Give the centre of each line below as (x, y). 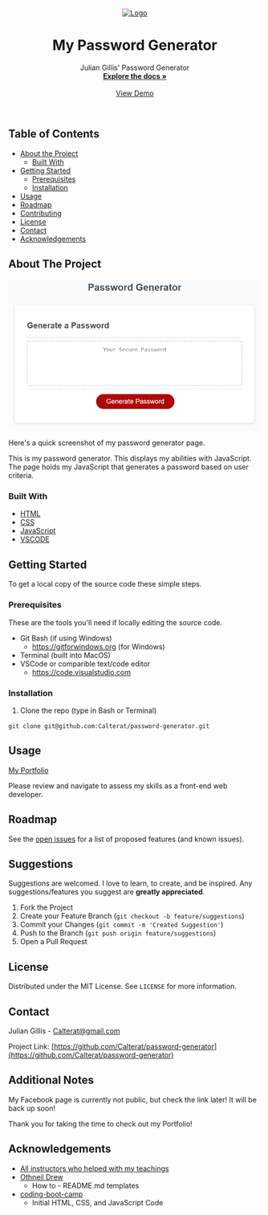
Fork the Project (47, 907)
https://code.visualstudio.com (81, 672)
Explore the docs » (135, 76)
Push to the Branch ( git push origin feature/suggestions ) (118, 933)
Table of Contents (54, 134)
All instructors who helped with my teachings (94, 1168)
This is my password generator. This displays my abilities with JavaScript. (130, 459)
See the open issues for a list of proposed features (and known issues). (126, 839)
